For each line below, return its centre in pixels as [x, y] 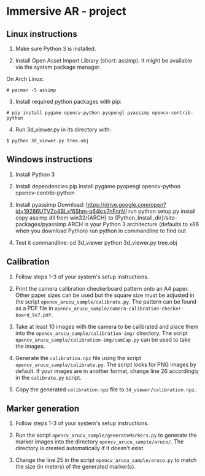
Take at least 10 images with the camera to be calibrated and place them [107, 326]
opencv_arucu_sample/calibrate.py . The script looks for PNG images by [106, 364]
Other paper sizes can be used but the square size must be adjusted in [105, 295]
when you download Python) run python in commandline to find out [100, 231]
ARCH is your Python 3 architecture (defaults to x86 [133, 224]
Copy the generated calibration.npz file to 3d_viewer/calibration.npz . [106, 389]
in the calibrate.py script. [48, 377]
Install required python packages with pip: [68, 102]
